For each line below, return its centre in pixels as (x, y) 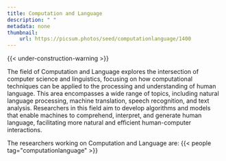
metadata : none (29, 26)
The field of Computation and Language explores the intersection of (103, 72)
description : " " (32, 20)
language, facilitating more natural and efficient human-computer (99, 123)
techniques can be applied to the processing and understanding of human (112, 86)
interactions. (25, 130)
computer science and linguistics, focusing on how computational (100, 79)
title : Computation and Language (55, 13)
